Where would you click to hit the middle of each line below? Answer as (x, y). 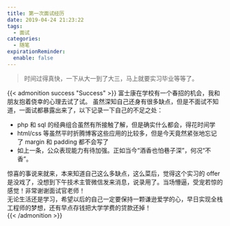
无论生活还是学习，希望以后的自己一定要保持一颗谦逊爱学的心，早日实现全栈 (115, 199)
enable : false (33, 58)
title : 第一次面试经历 (36, 13)
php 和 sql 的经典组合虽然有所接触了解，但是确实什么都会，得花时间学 (116, 125)
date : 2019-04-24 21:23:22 (46, 20)
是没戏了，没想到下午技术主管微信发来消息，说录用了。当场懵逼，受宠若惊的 (115, 181)
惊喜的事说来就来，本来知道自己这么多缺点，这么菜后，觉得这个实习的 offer (114, 173)
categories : (24, 39)
